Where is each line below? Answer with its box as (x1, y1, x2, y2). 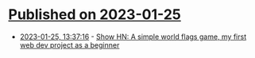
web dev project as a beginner (19, 40, 120, 49)
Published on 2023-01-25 (8, 6, 181, 24)
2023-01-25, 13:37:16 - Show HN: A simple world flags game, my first (19, 32, 247, 41)
